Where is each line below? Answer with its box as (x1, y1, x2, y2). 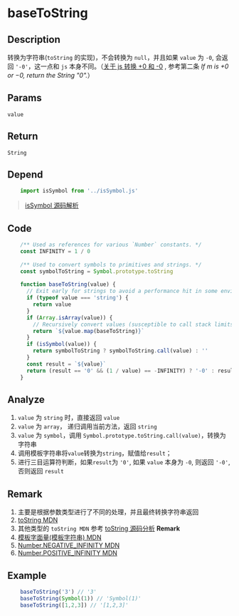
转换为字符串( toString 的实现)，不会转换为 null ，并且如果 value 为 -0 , (7, 53, 214, 61)
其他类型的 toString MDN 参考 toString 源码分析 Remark (17, 524, 180, 533)
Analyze (7, 394, 45, 406)
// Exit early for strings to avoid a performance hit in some (26, 287, 218, 295)
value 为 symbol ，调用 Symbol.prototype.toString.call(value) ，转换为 (17, 431, 226, 440)
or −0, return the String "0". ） (7, 71, 94, 79)
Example (7, 569, 47, 582)
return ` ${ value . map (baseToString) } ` (33, 327, 144, 334)
